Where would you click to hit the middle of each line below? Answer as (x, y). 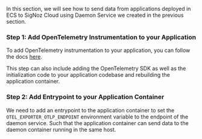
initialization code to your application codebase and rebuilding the (88, 75)
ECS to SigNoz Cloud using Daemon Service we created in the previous (95, 15)
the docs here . (24, 57)
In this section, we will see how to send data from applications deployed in (99, 9)
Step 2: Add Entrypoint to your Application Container (85, 97)
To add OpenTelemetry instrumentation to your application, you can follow (98, 50)
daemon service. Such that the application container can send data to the (97, 123)
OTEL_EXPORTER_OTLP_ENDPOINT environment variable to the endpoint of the (97, 117)
